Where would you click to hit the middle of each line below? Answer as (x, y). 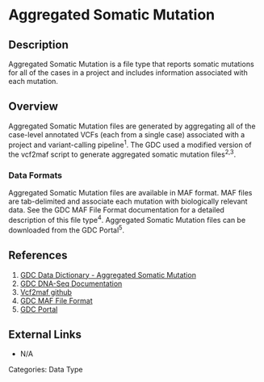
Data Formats (36, 175)
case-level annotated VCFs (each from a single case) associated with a (127, 134)
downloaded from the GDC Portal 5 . (67, 229)
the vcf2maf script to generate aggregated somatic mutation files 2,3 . (122, 153)
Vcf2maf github (46, 292)
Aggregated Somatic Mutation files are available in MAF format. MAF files (130, 193)
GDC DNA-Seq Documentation (71, 283)
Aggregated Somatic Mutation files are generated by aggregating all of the (132, 126)
